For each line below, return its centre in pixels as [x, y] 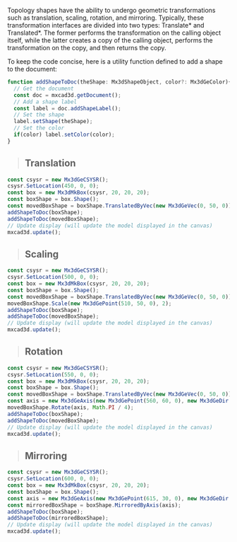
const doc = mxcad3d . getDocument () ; [67, 95]
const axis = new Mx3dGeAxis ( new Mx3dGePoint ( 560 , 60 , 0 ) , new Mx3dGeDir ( [120, 401]
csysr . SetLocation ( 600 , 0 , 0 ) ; [53, 479]
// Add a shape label [45, 102]
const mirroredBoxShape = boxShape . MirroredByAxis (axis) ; [94, 505]
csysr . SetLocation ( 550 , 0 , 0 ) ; [53, 374]
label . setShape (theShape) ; [53, 122]
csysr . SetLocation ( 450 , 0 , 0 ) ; [53, 186]
